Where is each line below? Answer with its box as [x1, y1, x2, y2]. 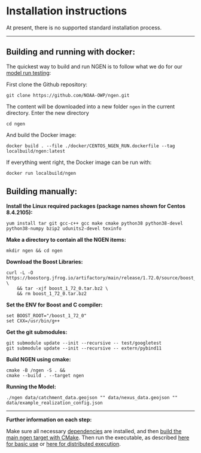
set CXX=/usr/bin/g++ [6, 318, 60, 324]
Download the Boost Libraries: [6, 258, 83, 265]
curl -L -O [6, 269, 33, 276]
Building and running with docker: [6, 47, 136, 57]
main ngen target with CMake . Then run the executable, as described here [6, 434, 190, 441]
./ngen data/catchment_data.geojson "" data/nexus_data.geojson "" [6, 394, 178, 400]
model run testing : [6, 69, 51, 76]
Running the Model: [6, 383, 56, 390]
